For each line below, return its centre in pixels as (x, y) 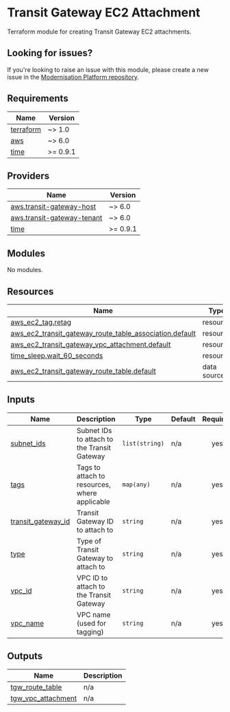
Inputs (21, 400)
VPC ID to (92, 578)
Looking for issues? (50, 53)
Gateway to (95, 558)
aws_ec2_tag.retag (41, 322)
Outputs (25, 656)
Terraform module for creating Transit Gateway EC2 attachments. (99, 32)
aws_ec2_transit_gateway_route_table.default (83, 371)
